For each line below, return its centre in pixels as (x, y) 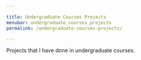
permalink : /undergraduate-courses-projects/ (64, 28)
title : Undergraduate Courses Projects (56, 17)
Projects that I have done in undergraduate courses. (71, 50)
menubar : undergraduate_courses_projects (59, 22)
